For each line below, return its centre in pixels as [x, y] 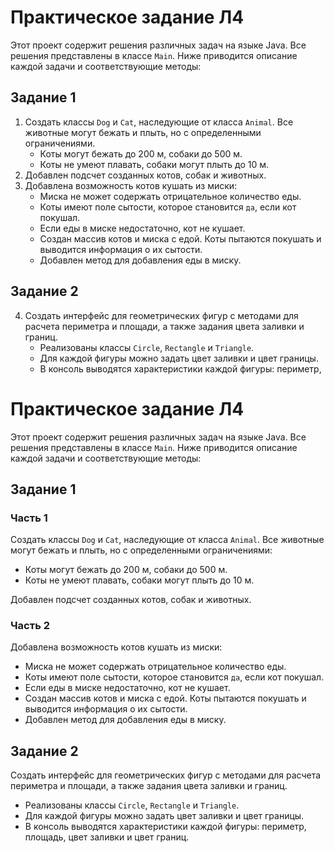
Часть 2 [30, 626]
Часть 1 [29, 518]
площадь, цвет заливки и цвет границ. [107, 837]
